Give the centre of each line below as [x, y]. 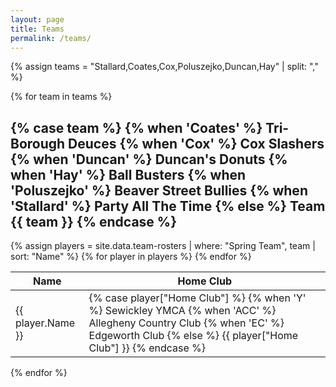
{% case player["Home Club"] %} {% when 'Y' [197, 298]
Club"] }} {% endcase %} [147, 348]
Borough [38, 143]
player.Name [45, 323]
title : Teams [37, 29]
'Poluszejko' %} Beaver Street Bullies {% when [159, 190]
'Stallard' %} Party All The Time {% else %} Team [168, 206]
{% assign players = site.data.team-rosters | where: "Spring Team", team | [163, 246]
